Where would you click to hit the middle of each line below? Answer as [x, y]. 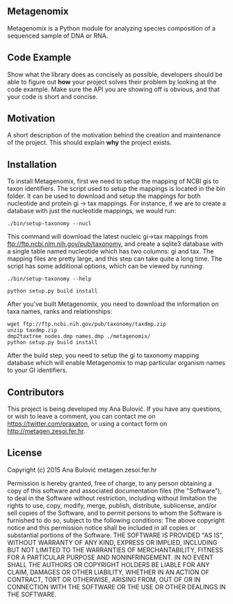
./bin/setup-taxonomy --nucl [49, 224]
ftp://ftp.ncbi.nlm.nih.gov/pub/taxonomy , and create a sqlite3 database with [115, 244]
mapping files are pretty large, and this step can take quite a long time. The [115, 259]
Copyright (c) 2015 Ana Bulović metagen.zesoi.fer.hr [82, 470]
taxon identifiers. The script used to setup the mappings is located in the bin [116, 189]
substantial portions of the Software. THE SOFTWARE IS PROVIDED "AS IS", [115, 535]
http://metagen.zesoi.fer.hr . [46, 431]
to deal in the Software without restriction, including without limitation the [112, 498]
